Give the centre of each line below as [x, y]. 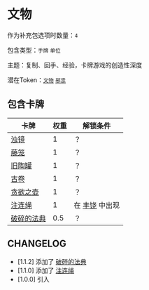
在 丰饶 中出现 [97, 205]
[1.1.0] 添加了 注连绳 [46, 270]
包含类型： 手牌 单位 [34, 50]
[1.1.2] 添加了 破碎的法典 [52, 261]
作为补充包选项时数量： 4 [43, 35]
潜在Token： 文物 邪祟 [37, 80]
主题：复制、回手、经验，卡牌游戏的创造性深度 [74, 65]
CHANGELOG [37, 244]
